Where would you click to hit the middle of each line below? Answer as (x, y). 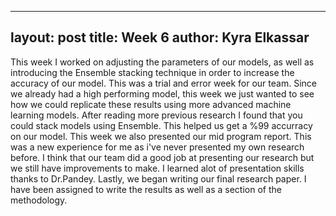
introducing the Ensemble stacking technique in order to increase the (152, 72)
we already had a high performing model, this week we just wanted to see (162, 93)
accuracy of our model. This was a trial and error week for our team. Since (163, 83)
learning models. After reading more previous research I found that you (156, 115)
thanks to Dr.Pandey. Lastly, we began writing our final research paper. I (158, 178)
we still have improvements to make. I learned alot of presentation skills (157, 168)
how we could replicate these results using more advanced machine (151, 104)
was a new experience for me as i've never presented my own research (157, 147)
